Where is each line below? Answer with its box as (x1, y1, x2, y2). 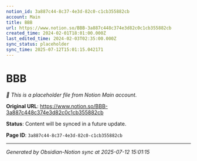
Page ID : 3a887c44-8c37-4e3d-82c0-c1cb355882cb (6, 131, 123, 138)
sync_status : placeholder (6, 42, 69, 47)
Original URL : (6, 102, 39, 109)
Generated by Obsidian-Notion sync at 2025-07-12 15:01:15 (6, 148, 150, 155)
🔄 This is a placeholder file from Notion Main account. (6, 91, 137, 98)
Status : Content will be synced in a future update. (6, 120, 127, 127)
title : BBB (6, 19, 33, 25)
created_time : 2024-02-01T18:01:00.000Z (6, 30, 107, 36)
